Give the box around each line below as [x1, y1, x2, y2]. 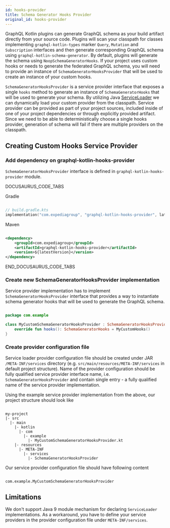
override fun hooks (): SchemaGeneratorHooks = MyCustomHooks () [14, 327, 151, 332]
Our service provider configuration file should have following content [5, 465, 149, 471]
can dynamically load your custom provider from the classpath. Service [5, 100, 154, 106]
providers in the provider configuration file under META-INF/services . [5, 517, 148, 523]
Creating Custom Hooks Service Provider [5, 142, 138, 150]
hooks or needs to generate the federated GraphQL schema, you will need [5, 63, 160, 69]
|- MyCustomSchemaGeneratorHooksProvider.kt [27, 438, 123, 443]
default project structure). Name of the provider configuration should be [5, 366, 155, 372]
